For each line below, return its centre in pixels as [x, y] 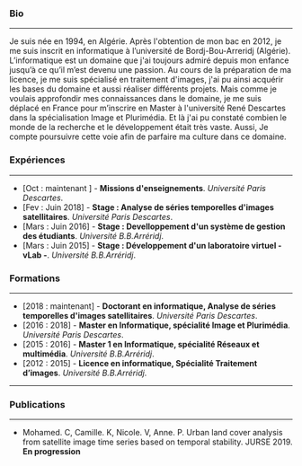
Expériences [37, 160]
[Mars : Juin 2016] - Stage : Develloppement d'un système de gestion [154, 226]
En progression [51, 452]
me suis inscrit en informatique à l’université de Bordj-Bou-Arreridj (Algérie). [150, 51]
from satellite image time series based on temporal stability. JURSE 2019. [157, 442]
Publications [37, 404]
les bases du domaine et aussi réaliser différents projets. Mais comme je [143, 89]
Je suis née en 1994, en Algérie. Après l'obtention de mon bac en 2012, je [146, 41]
